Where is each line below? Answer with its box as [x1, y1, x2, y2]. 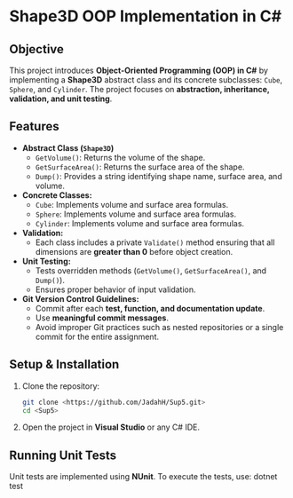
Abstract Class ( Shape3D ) [21, 142, 115, 153]
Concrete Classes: [21, 189, 92, 201]
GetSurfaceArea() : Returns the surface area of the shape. [35, 162, 245, 172]
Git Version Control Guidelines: [21, 293, 139, 304]
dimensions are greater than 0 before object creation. [35, 246, 234, 257]
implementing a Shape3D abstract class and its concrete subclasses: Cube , [9, 75, 283, 85]
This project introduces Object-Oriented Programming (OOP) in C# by [9, 65, 269, 75]
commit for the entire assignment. [35, 331, 160, 342]
